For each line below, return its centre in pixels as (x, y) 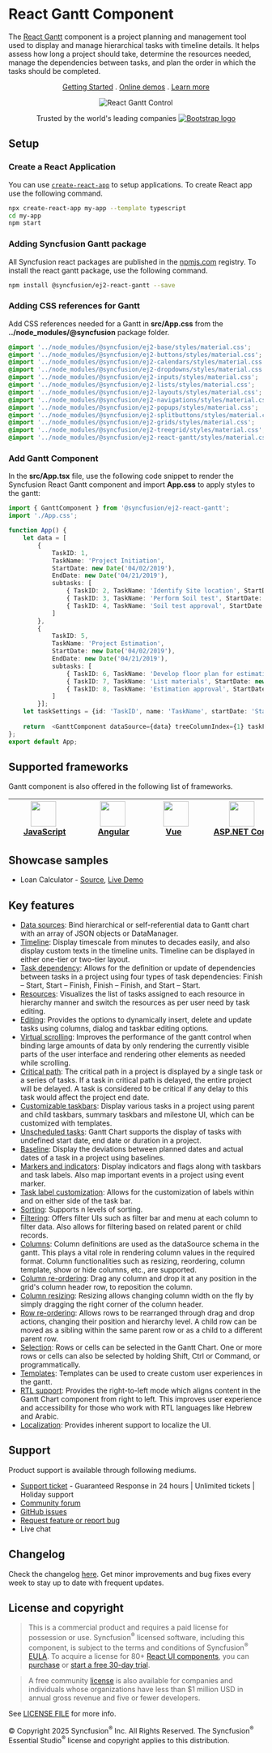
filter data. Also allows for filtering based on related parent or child (131, 1226)
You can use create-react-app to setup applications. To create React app (130, 184)
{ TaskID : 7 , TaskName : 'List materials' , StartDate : (159, 681)
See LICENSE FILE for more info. (62, 1713)
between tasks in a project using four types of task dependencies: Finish (141, 976)
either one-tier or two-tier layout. (75, 959)
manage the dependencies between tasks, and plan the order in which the (132, 62)
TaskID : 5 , (70, 636)
